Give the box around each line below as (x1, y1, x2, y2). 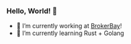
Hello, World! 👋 (6, 6, 58, 16)
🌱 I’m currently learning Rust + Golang (16, 29, 125, 37)
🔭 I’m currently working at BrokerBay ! (16, 22, 123, 30)
